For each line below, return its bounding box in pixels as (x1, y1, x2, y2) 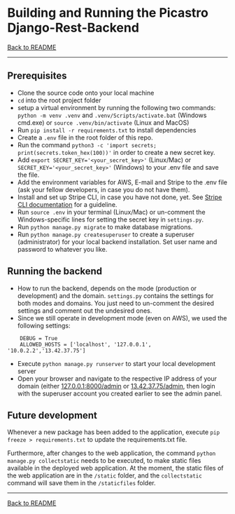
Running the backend (7, 265, 103, 278)
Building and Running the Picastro (7, 5, 208, 21)
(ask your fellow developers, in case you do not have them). (17, 185, 190, 194)
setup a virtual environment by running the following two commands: (17, 103, 216, 111)
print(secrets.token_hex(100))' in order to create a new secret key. (17, 148, 215, 156)
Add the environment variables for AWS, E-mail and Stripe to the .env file (17, 177, 227, 187)
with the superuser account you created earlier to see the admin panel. (17, 389, 222, 398)
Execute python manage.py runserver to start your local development (17, 359, 215, 367)
